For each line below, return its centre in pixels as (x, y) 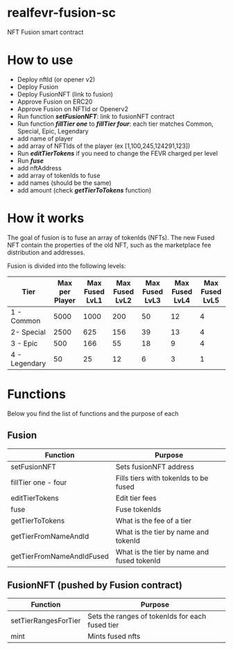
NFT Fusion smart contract (45, 32)
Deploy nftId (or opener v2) (56, 79)
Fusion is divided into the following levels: (67, 266)
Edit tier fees (136, 498)
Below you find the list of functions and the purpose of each (93, 413)
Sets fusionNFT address (155, 466)
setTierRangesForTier (46, 621)
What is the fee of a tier (154, 521)
